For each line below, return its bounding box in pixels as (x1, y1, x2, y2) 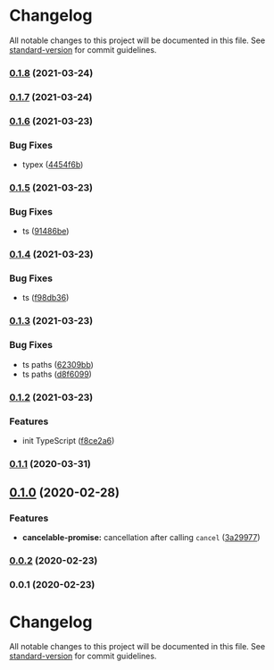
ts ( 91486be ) (21, 225, 70, 237)
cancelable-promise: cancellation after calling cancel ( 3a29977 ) (21, 532, 261, 543)
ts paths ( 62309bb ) (21, 359, 94, 369)
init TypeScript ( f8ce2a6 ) (21, 435, 115, 445)
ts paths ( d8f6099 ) (21, 369, 92, 379)
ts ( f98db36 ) (21, 293, 70, 303)
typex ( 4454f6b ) (21, 159, 84, 170)
